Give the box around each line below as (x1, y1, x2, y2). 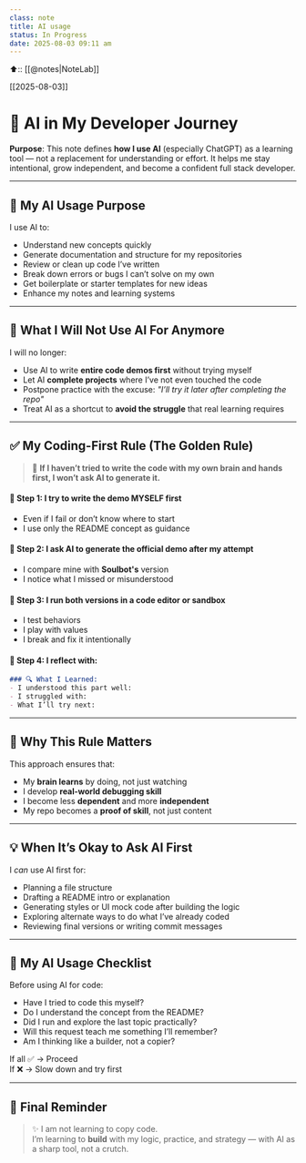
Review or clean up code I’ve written (22, 259, 160, 270)
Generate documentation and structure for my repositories (22, 250, 243, 260)
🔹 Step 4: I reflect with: (9, 655, 98, 666)
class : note (9, 13, 55, 23)
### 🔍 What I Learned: (9, 675, 98, 684)
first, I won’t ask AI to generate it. (31, 472, 161, 483)
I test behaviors (22, 615, 81, 626)
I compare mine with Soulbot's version (22, 564, 169, 575)
